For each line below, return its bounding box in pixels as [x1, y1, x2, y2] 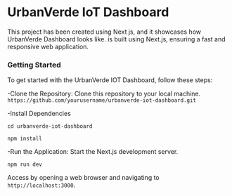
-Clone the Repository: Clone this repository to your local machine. [7, 89, 201, 98]
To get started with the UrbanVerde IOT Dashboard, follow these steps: [7, 76, 213, 84]
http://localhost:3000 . [7, 181, 76, 190]
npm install [7, 135, 42, 143]
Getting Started [7, 60, 61, 70]
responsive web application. [7, 42, 89, 51]
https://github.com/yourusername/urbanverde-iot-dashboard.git [7, 97, 197, 104]
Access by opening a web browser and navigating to [7, 174, 160, 182]
